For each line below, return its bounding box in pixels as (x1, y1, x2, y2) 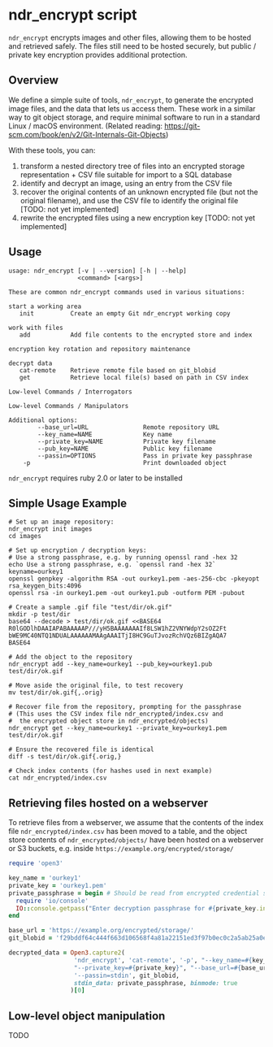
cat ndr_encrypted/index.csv (8, 774, 107, 782)
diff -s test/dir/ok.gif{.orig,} (8, 753, 122, 761)
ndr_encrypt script (8, 6, 137, 24)
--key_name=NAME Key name (37, 430, 173, 438)
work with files (8, 324, 63, 332)
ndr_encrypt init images (8, 525, 93, 533)
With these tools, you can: (8, 145, 96, 155)
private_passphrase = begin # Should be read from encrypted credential (8, 888, 260, 897)
